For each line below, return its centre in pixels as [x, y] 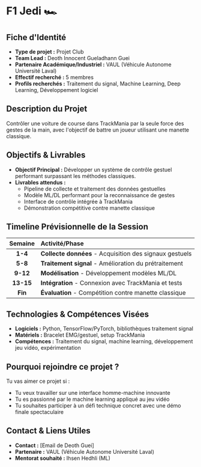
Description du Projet [47, 109]
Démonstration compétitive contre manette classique [89, 208]
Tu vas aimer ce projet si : [38, 381]
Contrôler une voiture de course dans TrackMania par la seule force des [95, 123]
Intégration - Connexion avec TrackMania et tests [111, 283]
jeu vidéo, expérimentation [48, 348]
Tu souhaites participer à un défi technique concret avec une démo [98, 406]
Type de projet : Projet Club [49, 52]
